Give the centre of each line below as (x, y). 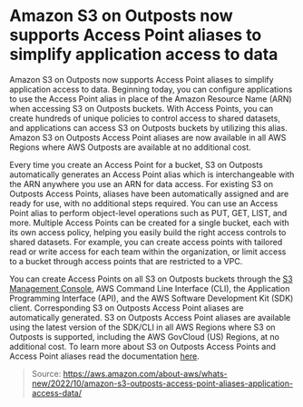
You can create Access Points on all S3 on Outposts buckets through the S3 (151, 279)
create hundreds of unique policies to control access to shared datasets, (145, 118)
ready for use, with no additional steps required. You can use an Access (144, 203)
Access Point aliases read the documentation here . (104, 356)
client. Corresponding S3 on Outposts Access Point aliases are (127, 308)
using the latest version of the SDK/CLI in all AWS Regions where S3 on (142, 327)
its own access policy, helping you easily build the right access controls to (148, 232)
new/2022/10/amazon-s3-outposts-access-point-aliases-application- (162, 383)
